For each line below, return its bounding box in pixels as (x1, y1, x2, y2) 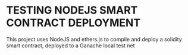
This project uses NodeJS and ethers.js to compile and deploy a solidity (6, 35, 183, 43)
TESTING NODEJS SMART (6, 4, 138, 17)
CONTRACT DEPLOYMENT (6, 16, 141, 30)
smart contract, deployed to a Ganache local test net (6, 42, 135, 49)
